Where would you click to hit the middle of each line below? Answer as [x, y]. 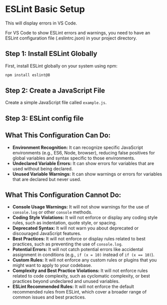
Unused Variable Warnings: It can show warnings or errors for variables [87, 174]
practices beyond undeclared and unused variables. [66, 281]
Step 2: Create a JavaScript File [55, 91]
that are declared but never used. [47, 179]
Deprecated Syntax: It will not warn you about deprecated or [75, 228]
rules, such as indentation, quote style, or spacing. [64, 223]
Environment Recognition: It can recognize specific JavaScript [78, 147]
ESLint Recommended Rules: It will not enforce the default [73, 286]
